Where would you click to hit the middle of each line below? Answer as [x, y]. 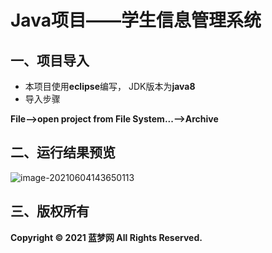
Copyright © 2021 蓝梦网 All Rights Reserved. [106, 237]
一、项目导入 [50, 60]
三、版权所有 [50, 211]
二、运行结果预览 [63, 152]
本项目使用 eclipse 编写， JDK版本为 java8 [110, 86]
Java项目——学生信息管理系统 [136, 20]
